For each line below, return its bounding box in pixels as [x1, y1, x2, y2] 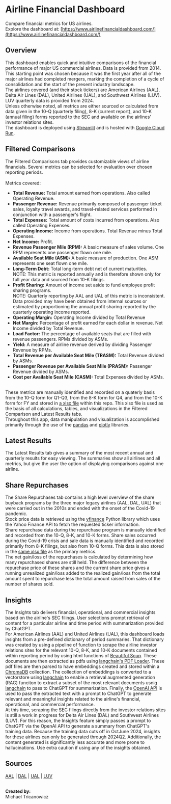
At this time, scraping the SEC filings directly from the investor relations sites [5, 707, 166, 713]
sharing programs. [12, 287, 52, 293]
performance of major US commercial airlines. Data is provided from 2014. [5, 65, 161, 71]
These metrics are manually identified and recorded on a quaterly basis [5, 389, 155, 395]
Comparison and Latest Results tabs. [5, 411, 82, 417]
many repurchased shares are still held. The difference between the [5, 559, 148, 566]
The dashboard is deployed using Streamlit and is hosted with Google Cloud [5, 124, 165, 130]
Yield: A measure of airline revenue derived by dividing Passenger [12, 341, 152, 347]
